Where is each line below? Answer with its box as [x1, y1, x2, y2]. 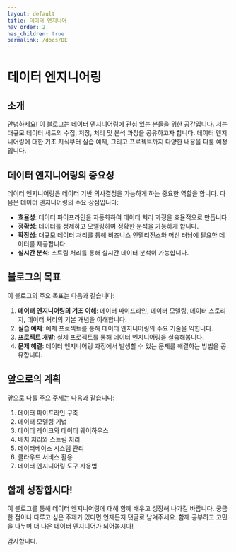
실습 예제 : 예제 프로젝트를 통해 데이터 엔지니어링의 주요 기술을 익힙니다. [17, 323, 213, 333]
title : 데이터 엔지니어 [7, 17, 67, 24]
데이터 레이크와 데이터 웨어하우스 [17, 426, 109, 435]
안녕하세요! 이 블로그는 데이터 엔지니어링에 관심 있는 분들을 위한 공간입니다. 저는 [7, 120, 228, 128]
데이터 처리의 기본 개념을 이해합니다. [27, 315, 127, 323]
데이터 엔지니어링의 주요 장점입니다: [20, 197, 119, 206]
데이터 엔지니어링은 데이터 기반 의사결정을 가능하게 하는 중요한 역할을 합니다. [7, 189, 219, 197]
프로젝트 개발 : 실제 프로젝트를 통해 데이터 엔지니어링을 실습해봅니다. [17, 333, 205, 341]
